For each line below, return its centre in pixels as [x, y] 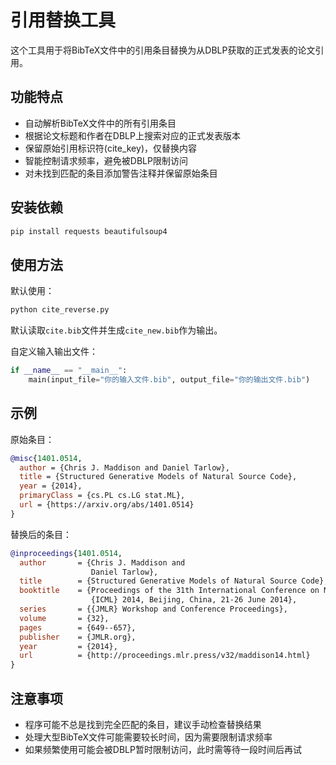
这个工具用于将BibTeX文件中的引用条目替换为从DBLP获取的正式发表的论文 [163, 50]
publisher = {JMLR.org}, [78, 637]
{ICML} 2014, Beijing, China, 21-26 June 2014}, [194, 600]
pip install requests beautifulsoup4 [89, 231]
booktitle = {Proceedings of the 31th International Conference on [169, 591]
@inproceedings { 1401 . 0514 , [66, 553]
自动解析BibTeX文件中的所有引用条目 [100, 123]
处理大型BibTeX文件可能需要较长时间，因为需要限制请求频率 [148, 737]
